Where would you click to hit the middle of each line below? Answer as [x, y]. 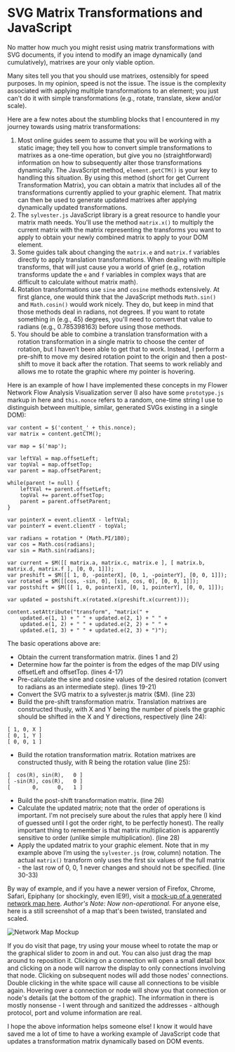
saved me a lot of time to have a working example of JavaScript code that [114, 1034]
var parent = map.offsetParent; [54, 471]
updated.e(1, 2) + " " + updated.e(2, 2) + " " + [94, 624]
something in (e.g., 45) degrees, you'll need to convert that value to [115, 319]
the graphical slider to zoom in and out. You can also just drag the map [109, 953]
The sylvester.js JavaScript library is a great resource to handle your [119, 215]
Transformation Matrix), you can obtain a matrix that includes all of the [119, 185]
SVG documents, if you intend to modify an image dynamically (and [105, 55]
